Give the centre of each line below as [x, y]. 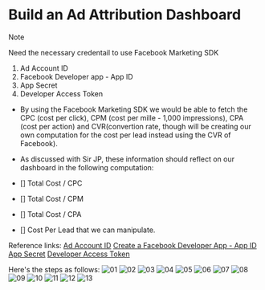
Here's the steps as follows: [54, 269]
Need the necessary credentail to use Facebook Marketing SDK [114, 52]
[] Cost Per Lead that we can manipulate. [88, 230]
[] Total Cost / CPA [51, 214]
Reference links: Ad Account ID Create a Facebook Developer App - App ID [132, 245]
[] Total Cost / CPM [52, 198]
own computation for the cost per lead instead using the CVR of [125, 135]
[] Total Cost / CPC [51, 183]
